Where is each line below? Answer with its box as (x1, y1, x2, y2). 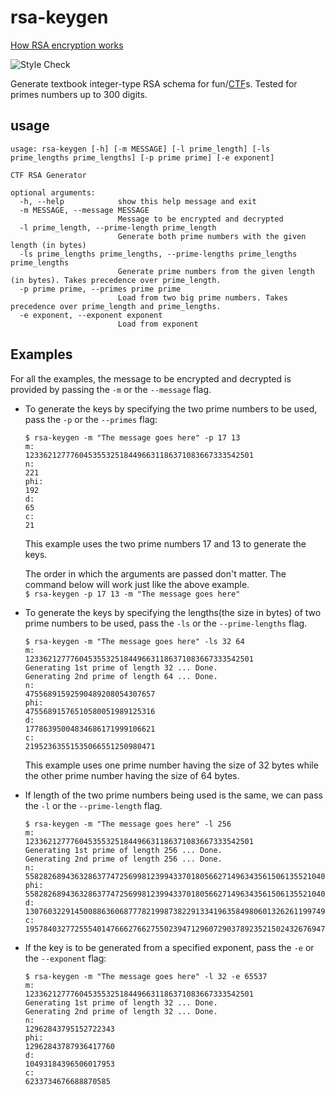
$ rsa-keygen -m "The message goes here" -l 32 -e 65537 (24, 971, 268, 981)
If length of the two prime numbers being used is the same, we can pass (24, 789, 323, 801)
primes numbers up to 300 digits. (10, 88, 148, 100)
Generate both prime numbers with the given (117, 231, 307, 241)
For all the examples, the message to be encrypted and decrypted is (10, 372, 292, 385)
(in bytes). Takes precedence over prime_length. (10, 275, 222, 285)
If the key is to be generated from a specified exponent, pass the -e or (24, 941, 315, 953)
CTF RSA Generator (10, 170, 87, 180)
